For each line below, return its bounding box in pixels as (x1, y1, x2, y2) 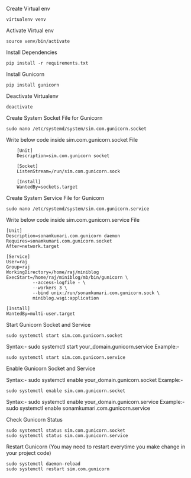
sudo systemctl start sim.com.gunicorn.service (6, 355, 126, 361)
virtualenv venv (6, 17, 46, 23)
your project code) (6, 450, 51, 456)
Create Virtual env (6, 5, 50, 12)
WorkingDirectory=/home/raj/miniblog (6, 269, 99, 275)
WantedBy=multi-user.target (6, 311, 76, 317)
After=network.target (6, 243, 60, 249)
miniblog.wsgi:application (32, 295, 99, 301)
